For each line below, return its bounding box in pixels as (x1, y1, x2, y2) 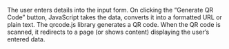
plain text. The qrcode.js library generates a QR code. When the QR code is (7, 21, 221, 28)
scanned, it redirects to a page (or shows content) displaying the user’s (7, 28, 210, 36)
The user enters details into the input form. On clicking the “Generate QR (7, 6, 214, 14)
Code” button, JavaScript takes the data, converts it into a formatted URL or (7, 13, 223, 21)
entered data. (7, 35, 46, 43)
